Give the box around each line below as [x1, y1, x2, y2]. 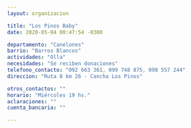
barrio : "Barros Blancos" [7, 47, 81, 55]
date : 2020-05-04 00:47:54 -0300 [7, 29, 103, 36]
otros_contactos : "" [7, 85, 67, 92]
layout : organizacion [7, 10, 69, 17]
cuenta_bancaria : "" [7, 104, 67, 112]
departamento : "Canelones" [7, 41, 85, 48]
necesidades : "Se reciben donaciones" [7, 60, 118, 67]
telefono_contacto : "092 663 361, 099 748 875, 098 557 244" [7, 66, 186, 73]
